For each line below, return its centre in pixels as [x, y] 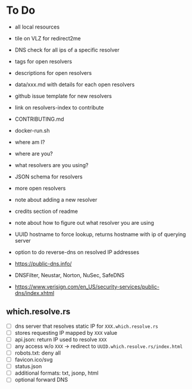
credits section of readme [46, 211]
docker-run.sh [32, 130]
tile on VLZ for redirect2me [48, 38]
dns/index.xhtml [34, 293]
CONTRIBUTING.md [39, 119]
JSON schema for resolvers [49, 177]
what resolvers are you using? [51, 165]
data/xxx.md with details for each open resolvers [75, 84]
